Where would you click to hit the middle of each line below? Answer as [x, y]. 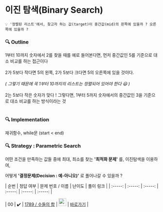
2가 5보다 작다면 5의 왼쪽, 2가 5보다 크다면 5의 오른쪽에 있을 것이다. [70, 73]
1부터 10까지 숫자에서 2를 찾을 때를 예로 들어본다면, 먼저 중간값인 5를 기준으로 [79, 55]
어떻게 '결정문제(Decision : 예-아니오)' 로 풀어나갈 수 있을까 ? [64, 175]
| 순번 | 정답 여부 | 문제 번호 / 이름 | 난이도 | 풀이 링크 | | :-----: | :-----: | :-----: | [82, 186]
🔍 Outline [17, 42]
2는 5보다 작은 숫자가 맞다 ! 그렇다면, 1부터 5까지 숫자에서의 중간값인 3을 [74, 95]
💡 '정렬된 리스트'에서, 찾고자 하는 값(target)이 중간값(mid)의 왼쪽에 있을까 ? [76, 24]
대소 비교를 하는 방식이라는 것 [38, 101]
